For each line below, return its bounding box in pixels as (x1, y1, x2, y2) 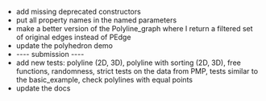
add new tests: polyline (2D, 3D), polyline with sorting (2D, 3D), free (15, 58, 242, 67)
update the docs (15, 83, 71, 93)
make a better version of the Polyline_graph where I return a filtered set (15, 24, 253, 33)
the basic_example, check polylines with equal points (15, 75, 193, 84)
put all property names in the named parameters (15, 15, 177, 25)
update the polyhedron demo (15, 41, 113, 50)
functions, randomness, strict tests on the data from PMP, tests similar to (15, 67, 259, 75)
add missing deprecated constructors (15, 7, 141, 16)
